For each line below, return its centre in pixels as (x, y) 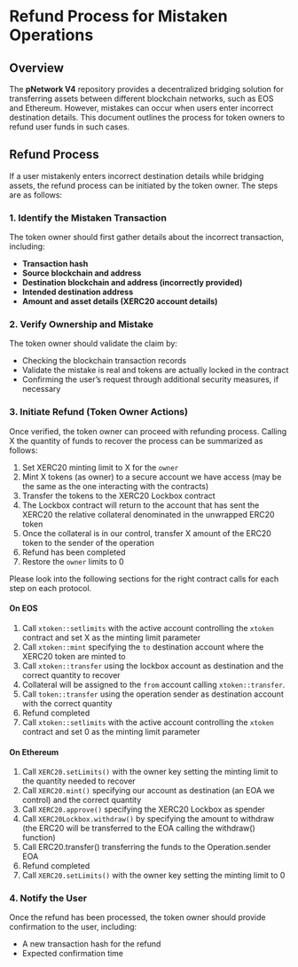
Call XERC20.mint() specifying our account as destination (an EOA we (148, 791)
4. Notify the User (48, 899)
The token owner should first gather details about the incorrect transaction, (146, 238)
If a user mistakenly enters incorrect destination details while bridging (137, 175)
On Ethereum (34, 752)
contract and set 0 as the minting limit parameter (111, 731)
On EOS (24, 608)
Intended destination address (78, 292)
